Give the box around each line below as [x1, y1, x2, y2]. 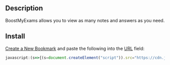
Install [5, 32, 25, 41]
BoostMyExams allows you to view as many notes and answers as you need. [5, 17, 165, 23]
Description [5, 4, 43, 13]
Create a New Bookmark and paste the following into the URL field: [5, 45, 145, 51]
